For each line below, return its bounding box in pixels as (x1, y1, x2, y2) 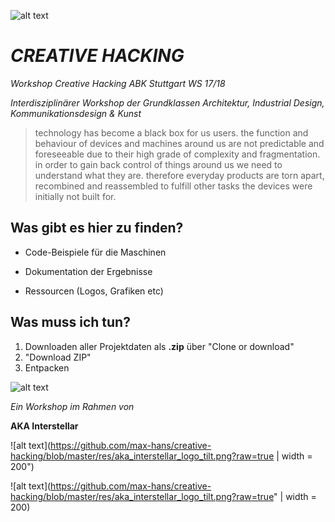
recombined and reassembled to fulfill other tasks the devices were (34, 180, 313, 192)
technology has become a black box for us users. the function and (34, 126, 309, 139)
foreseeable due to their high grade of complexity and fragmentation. (34, 148, 321, 160)
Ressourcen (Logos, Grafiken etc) (24, 285, 164, 297)
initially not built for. (34, 190, 117, 202)
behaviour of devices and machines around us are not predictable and (34, 137, 325, 149)
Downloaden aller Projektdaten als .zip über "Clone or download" (24, 340, 295, 352)
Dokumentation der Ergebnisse (24, 265, 153, 277)
